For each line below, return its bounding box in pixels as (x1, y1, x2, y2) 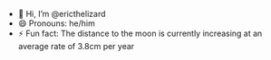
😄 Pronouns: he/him (17, 18, 95, 29)
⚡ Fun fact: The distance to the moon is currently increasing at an (17, 28, 263, 39)
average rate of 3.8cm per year (17, 41, 135, 51)
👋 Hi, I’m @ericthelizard (17, 9, 106, 19)
